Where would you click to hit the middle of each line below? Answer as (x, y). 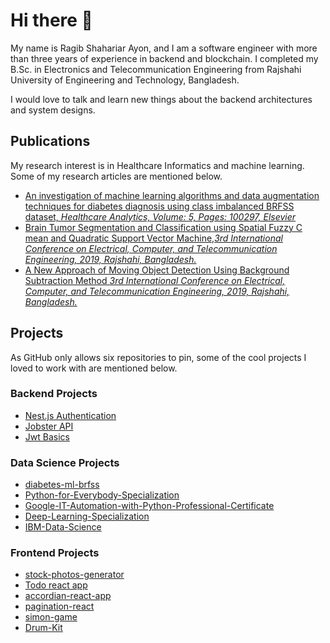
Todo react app (56, 585)
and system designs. (53, 110)
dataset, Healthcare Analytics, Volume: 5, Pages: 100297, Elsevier (160, 216)
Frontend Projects (55, 553)
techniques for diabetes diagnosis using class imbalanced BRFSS (159, 206)
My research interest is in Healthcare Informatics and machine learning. (157, 165)
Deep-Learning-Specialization (87, 516)
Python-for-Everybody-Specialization (102, 495)
